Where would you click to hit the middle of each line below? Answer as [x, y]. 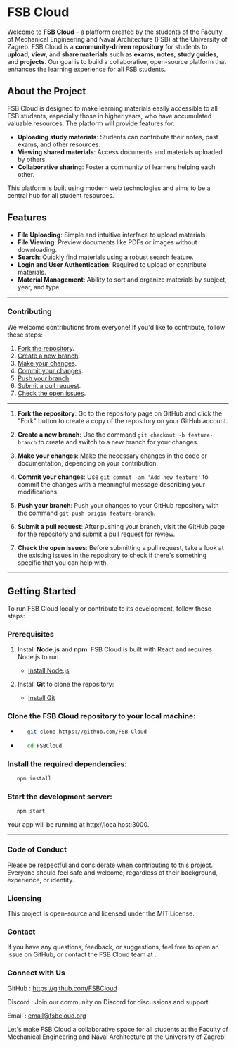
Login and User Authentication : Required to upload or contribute [112, 264]
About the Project [47, 91]
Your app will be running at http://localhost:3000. [78, 825]
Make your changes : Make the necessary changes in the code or [112, 456]
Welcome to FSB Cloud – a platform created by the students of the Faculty [115, 32]
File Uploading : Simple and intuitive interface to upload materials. [112, 235]
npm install [34, 779]
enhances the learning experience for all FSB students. [87, 69]
